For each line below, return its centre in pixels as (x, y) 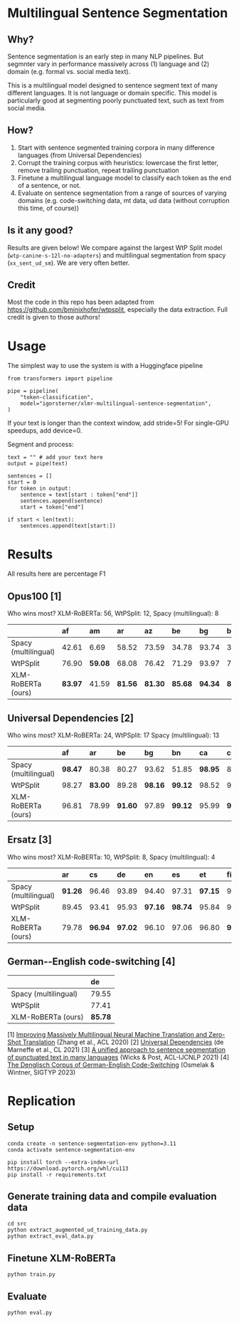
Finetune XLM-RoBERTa (62, 1258)
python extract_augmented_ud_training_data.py (78, 1230)
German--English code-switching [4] (91, 962)
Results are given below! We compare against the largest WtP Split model (115, 248)
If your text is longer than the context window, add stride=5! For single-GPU (118, 423)
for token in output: (39, 489)
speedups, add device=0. (45, 431)
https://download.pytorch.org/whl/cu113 (68, 1169)
